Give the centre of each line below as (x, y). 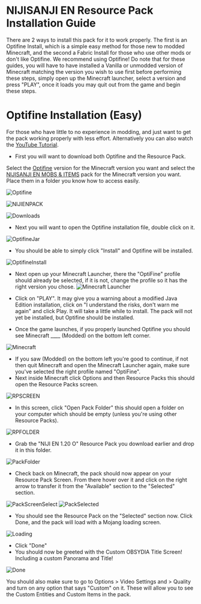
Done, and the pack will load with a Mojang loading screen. (88, 522)
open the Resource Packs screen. (57, 384)
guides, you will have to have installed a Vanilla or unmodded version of (94, 65)
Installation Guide (51, 23)
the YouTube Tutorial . (32, 144)
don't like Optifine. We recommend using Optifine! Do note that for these (96, 59)
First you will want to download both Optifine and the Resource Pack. (100, 156)
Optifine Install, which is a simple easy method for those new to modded (95, 46)
